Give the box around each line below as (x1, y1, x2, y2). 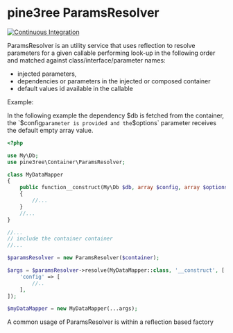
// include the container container (7, 235, 113, 243)
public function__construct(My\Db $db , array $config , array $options (19, 184, 228, 191)
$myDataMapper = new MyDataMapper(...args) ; (7, 305, 138, 312)
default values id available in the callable (17, 84, 133, 92)
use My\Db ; (7, 152, 39, 159)
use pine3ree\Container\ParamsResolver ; (7, 159, 126, 165)
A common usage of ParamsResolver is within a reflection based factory (7, 318, 214, 326)
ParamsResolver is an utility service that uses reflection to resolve (7, 41, 196, 49)
